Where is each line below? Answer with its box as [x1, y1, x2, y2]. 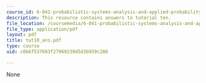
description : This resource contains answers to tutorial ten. [6, 15, 172, 21]
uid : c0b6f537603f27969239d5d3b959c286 [6, 49, 109, 55]
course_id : [6, 9, 34, 15]
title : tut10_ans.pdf [6, 37, 62, 43]
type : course [6, 43, 40, 49]
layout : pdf [6, 32, 37, 38]
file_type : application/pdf [6, 26, 78, 32]
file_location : [6, 20, 45, 26]
